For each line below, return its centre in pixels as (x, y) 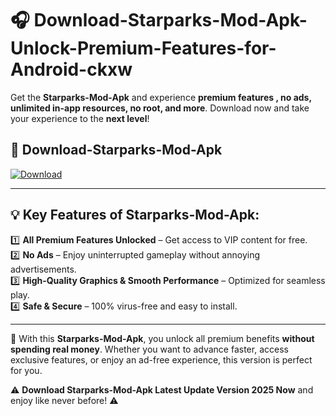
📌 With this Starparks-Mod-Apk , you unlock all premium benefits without (162, 338)
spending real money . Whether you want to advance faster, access (149, 349)
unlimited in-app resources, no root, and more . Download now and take (160, 108)
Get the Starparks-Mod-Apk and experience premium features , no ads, (161, 97)
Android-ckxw (71, 69)
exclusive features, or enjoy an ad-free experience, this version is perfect (161, 359)
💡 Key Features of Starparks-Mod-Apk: (135, 215)
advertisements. (43, 269)
